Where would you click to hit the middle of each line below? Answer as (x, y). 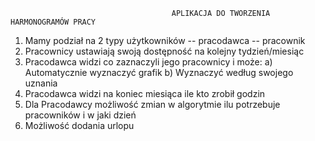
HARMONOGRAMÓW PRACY (53, 22)
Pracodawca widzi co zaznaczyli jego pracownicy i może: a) (148, 62)
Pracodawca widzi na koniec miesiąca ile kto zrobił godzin (145, 93)
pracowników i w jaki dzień (80, 115)
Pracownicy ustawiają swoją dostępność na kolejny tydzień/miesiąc (164, 51)
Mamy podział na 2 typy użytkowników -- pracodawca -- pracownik (165, 40)
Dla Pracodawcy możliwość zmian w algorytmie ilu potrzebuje (152, 104)
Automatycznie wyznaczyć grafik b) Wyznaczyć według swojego (159, 72)
